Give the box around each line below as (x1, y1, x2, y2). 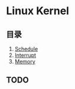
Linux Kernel (6, 4, 70, 18)
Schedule (14, 46, 38, 52)
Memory (14, 58, 35, 65)
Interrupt (14, 52, 37, 59)
